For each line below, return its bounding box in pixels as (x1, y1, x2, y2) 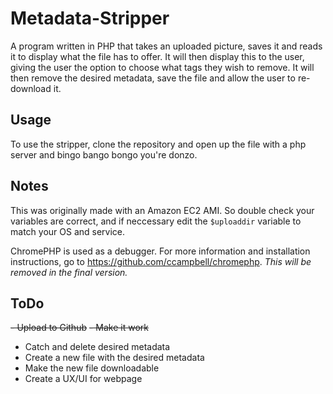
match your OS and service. (10, 225, 126, 237)
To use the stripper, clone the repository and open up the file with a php (10, 138, 307, 150)
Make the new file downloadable (24, 362, 160, 374)
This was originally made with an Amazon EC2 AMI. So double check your (10, 204, 315, 216)
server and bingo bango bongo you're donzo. (10, 148, 198, 161)
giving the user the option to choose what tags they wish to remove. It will (10, 61, 315, 73)
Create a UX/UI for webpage (24, 373, 143, 385)
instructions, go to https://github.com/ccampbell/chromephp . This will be (10, 255, 312, 267)
